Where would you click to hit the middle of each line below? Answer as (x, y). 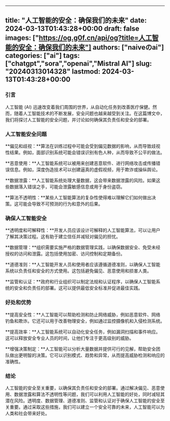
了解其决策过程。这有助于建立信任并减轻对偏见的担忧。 (63, 237)
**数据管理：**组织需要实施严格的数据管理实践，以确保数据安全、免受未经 (83, 247)
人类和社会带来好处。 (27, 413)
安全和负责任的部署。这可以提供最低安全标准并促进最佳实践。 (78, 288)
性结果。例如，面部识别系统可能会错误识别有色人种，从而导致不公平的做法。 (85, 152)
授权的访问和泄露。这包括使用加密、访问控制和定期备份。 (65, 254)
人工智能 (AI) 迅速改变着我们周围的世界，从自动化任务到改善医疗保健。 (79, 107)
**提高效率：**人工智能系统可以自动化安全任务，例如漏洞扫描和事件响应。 (83, 332)
